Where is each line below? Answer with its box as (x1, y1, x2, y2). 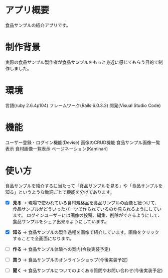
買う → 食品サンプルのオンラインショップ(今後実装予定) (12, 256, 128, 262)
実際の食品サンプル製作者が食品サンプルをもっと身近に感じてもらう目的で (5, 59, 159, 65)
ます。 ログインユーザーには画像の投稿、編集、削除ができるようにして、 (12, 212, 162, 218)
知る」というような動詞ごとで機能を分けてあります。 (5, 189, 114, 195)
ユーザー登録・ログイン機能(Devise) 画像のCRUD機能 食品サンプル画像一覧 (5, 139, 160, 146)
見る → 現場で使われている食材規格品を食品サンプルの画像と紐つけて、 (12, 199, 159, 206)
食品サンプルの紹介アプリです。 (5, 22, 71, 28)
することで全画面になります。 (12, 235, 74, 241)
